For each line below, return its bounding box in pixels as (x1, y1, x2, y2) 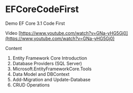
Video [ (5, 30, 21, 36)
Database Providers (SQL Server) (12, 60, 82, 66)
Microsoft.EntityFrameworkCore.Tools (12, 66, 92, 72)
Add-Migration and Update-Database (12, 76, 91, 82)
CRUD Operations (12, 82, 50, 88)
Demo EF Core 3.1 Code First (5, 20, 65, 26)
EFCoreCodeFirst (5, 4, 79, 15)
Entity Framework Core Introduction (12, 55, 87, 61)
